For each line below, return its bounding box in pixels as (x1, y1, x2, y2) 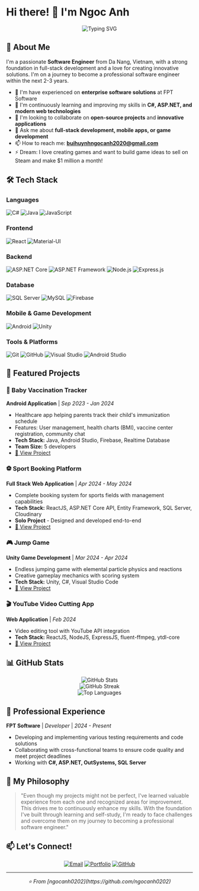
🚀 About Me (6, 42, 50, 52)
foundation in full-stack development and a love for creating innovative (6, 64, 179, 71)
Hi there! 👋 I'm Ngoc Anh (6, 5, 130, 19)
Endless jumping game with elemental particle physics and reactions (14, 566, 182, 573)
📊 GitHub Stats (6, 657, 64, 668)
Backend (6, 252, 33, 261)
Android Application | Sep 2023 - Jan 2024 (6, 400, 114, 407)
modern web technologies (14, 107, 81, 115)
